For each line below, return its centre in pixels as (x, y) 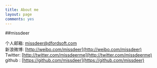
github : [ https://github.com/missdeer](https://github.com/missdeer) (75, 61)
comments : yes (20, 19)
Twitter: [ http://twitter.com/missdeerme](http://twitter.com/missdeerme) (79, 55)
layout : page (19, 14)
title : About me (22, 10)
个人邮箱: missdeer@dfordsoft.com (41, 43)
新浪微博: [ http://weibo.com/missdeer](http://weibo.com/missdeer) (74, 50)
